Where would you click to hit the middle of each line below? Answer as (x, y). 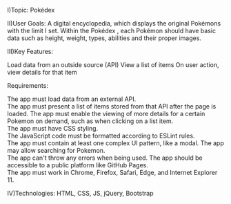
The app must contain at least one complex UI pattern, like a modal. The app (115, 143)
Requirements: (28, 85)
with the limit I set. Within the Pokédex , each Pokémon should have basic (111, 31)
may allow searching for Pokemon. (56, 150)
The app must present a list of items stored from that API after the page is (112, 106)
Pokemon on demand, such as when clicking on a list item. (90, 121)
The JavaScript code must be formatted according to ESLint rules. (101, 136)
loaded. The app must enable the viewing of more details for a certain (106, 114)
